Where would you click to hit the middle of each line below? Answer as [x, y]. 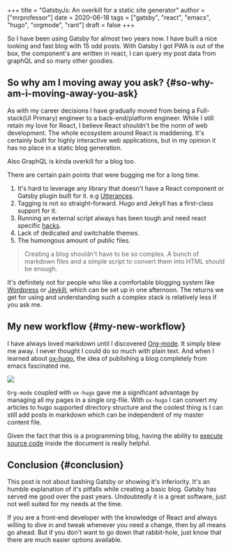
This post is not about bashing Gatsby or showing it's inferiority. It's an [109, 482]
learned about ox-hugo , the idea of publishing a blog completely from [107, 358]
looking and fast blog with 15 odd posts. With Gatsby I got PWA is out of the [116, 46]
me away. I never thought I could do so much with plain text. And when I [111, 351]
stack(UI [19, 117]
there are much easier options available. [65, 540]
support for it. [37, 210]
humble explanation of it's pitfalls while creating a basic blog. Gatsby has [112, 489]
